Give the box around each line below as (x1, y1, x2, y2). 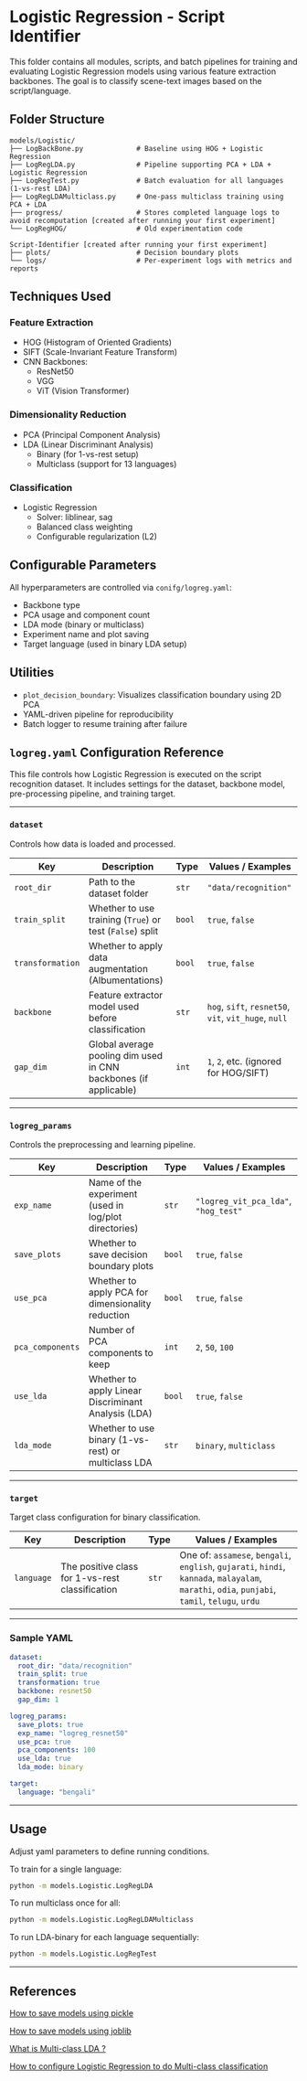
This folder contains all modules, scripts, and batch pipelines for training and (9, 56, 299, 67)
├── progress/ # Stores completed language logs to (9, 208, 281, 217)
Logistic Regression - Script (9, 6, 226, 27)
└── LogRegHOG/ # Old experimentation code (9, 224, 244, 233)
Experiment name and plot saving (22, 628, 149, 639)
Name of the (88, 1177, 143, 1190)
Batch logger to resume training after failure (22, 718, 187, 729)
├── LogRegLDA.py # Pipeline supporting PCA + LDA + (9, 160, 272, 169)
